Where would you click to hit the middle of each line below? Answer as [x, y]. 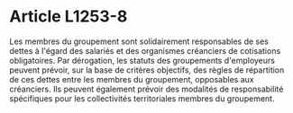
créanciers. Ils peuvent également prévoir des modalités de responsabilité [146, 89]
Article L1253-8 [69, 17]
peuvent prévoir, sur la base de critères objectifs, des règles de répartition [147, 70]
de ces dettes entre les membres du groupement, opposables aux [132, 79]
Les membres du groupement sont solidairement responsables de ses [139, 41]
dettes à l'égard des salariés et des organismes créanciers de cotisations [145, 50]
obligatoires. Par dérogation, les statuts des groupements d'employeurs [142, 60]
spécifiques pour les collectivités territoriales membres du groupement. [142, 98]
